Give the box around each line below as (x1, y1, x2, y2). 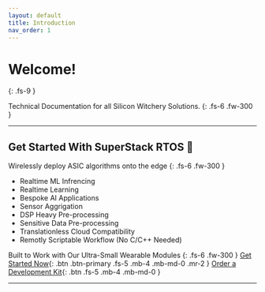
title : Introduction (8, 19, 77, 27)
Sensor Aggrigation (19, 202, 83, 212)
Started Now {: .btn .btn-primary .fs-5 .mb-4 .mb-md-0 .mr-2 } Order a (8, 259, 237, 268)
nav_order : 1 (8, 26, 51, 34)
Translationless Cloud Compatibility (19, 226, 136, 237)
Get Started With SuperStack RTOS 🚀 (8, 140, 194, 154)
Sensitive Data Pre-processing (19, 219, 119, 228)
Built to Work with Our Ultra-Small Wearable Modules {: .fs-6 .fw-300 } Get (8, 250, 252, 260)
